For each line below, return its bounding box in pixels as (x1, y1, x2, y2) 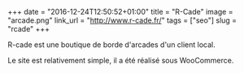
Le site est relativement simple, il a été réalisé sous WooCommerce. (7, 56, 234, 65)
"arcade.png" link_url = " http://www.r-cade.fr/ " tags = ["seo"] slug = (7, 15, 237, 25)
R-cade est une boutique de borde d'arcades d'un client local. (7, 40, 216, 49)
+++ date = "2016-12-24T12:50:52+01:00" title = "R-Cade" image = (7, 7, 233, 16)
